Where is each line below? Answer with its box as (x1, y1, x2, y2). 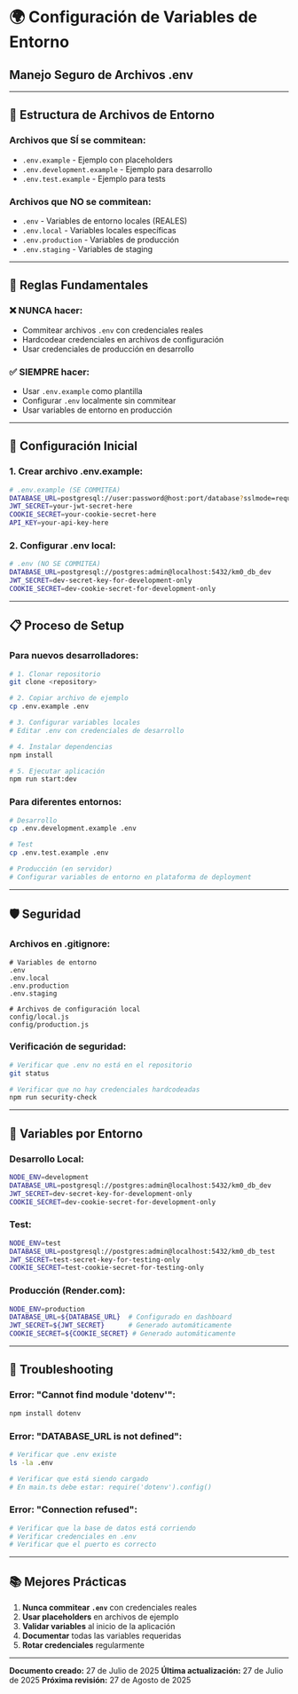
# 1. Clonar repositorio (9, 669, 101, 679)
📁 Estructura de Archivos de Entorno (9, 107, 216, 122)
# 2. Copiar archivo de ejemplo (9, 694, 129, 703)
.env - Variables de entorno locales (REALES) (21, 215, 188, 226)
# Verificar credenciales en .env (9, 1532, 137, 1540)
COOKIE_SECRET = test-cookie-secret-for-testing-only (9, 1264, 204, 1272)
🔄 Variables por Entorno (9, 1126, 144, 1141)
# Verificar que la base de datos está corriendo (9, 1524, 197, 1532)
